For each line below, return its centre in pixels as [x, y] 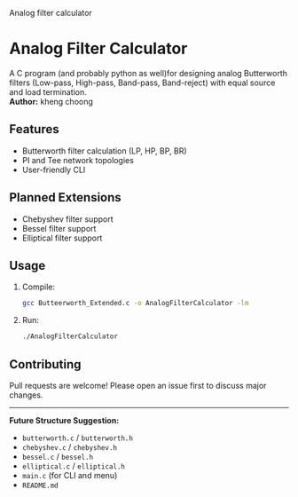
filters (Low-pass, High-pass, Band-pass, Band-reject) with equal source [142, 83]
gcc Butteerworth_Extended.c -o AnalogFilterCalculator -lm [135, 304]
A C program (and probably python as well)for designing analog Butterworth [149, 73]
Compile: [39, 287]
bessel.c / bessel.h [58, 456]
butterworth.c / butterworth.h [77, 438]
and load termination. [48, 91]
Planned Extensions [65, 197]
